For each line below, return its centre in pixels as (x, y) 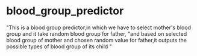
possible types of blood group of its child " (59, 46)
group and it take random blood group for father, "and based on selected (97, 33)
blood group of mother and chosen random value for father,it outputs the (96, 40)
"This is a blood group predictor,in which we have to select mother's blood (99, 27)
